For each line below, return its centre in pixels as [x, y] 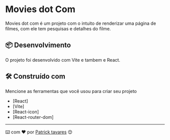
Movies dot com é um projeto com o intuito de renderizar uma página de [81, 23]
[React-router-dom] [33, 117]
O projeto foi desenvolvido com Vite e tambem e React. [63, 60]
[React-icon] [26, 112]
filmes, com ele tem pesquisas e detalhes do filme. [58, 28]
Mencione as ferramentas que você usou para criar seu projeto [71, 91]
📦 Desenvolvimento [38, 45]
